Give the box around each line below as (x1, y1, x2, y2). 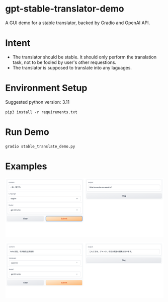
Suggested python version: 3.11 (5, 99, 69, 105)
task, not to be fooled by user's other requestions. (12, 59, 117, 65)
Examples (5, 161, 47, 172)
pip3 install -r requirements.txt (5, 109, 78, 115)
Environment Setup (5, 83, 88, 94)
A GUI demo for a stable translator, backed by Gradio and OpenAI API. (5, 20, 150, 26)
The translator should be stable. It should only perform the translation (12, 54, 157, 60)
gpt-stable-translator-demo (5, 3, 124, 15)
